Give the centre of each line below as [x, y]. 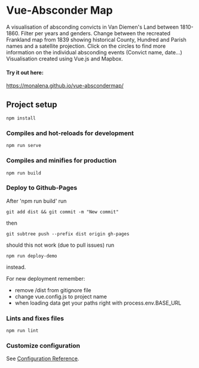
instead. [16, 267]
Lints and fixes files [35, 318]
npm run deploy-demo [32, 256]
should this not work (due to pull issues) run [60, 245]
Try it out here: [25, 72]
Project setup [32, 104]
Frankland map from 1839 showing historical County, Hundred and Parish [96, 39]
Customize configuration [43, 346]
